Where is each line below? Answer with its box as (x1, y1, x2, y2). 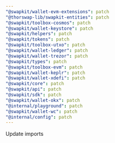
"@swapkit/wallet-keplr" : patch (5, 70, 85, 76)
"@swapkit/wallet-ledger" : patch (5, 48, 88, 54)
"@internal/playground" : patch (5, 102, 83, 109)
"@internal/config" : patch (5, 114, 72, 120)
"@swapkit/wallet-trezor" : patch (5, 53, 88, 59)
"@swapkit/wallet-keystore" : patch (5, 25, 94, 32)
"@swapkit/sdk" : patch (5, 92, 62, 98)
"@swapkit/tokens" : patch (5, 36, 69, 42)
